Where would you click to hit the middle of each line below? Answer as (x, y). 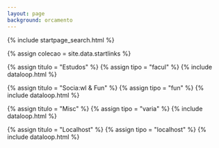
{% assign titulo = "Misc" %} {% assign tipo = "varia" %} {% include (105, 108)
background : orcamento (40, 20)
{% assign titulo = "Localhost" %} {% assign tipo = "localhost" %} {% (107, 129)
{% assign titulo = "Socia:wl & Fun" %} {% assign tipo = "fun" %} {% (106, 88)
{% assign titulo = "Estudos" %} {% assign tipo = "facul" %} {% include (110, 67)
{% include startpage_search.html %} (61, 40)
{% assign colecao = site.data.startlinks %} (69, 54)
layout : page (26, 14)
